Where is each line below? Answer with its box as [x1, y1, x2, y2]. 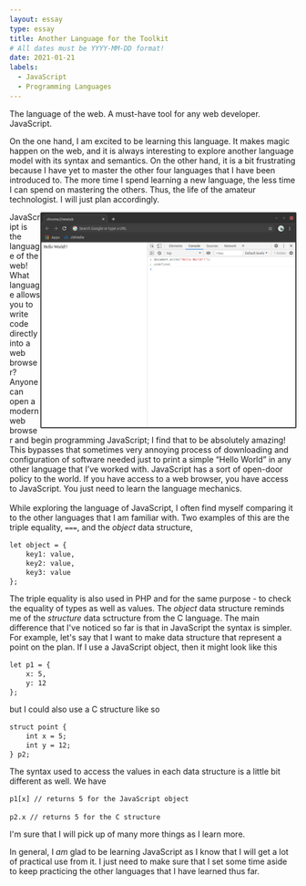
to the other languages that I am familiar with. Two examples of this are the [9, 512, 290, 523]
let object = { [9, 540, 67, 549]
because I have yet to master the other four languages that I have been [9, 164, 276, 175]
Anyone [9, 376, 39, 387]
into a [9, 338, 31, 349]
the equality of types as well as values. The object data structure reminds [9, 602, 285, 613]
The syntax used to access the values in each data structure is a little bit [9, 766, 280, 777]
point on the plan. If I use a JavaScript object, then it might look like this [9, 641, 278, 652]
